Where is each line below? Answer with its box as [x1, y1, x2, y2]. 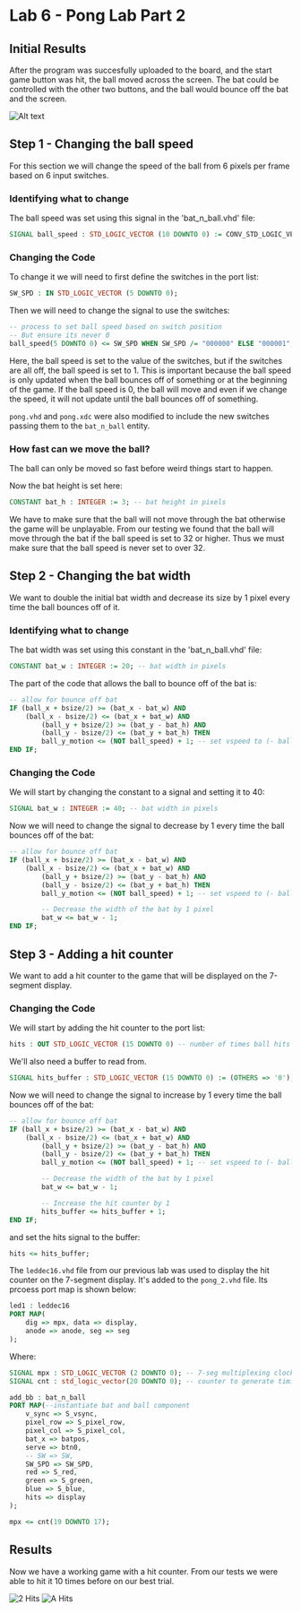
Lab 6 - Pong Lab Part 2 [9, 5, 186, 26]
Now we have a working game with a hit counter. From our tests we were [9, 1565, 279, 1577]
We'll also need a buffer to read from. [9, 1056, 147, 1067]
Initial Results [9, 41, 87, 56]
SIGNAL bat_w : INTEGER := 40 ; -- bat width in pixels [9, 804, 219, 814]
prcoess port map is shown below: [9, 1284, 137, 1295]
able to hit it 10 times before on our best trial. [9, 1575, 175, 1586]
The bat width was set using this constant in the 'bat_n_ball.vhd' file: [9, 644, 262, 655]
